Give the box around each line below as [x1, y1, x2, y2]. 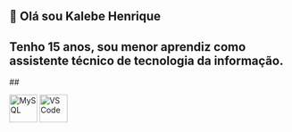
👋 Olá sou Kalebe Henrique [9, 9, 162, 24]
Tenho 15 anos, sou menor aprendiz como [9, 39, 246, 54]
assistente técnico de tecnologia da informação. [9, 53, 284, 68]
